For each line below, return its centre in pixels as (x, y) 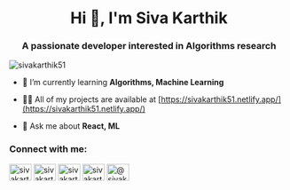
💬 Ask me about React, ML (71, 126)
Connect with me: (48, 149)
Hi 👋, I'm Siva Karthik (149, 18)
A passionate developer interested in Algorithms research (149, 46)
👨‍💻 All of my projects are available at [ (91, 99)
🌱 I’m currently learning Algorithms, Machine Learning (123, 83)
